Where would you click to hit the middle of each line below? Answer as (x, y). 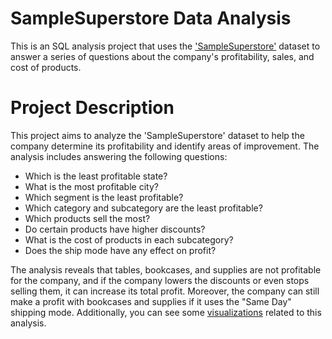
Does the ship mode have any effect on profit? (120, 250)
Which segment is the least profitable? (104, 197)
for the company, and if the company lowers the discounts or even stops (160, 280)
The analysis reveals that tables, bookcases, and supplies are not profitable (166, 269)
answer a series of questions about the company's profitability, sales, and (162, 56)
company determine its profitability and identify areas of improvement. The (165, 146)
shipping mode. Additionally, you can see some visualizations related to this (166, 312)
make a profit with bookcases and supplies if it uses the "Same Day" (151, 301)
